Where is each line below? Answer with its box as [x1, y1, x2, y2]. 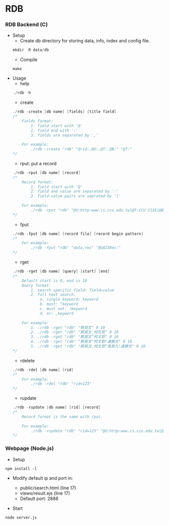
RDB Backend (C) [5, 21, 48, 28]
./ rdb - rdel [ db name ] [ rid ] [12, 367, 74, 372]
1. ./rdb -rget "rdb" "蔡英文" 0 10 [31, 325, 106, 330]
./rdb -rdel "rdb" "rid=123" [31, 381, 92, 386]
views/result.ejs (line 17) [20, 490, 70, 496]
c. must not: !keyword [39, 306, 88, 311]
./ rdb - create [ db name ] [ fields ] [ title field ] [12, 109, 117, 114]
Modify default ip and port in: [12, 475, 73, 481]
